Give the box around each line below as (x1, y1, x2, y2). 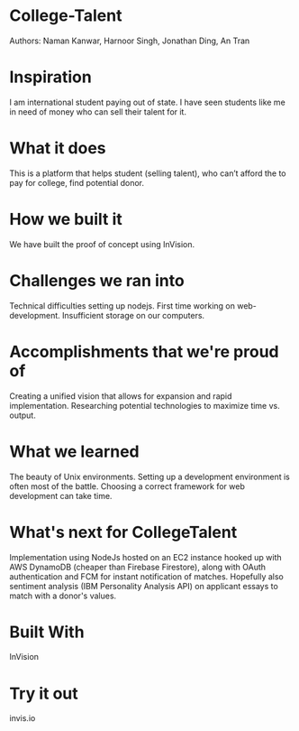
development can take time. (9, 490, 113, 501)
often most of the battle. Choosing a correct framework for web (9, 480, 245, 492)
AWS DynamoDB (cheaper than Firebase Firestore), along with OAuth (9, 561, 267, 572)
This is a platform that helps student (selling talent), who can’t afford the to (9, 168, 286, 179)
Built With (9, 622, 85, 642)
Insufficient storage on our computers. (61, 310, 205, 320)
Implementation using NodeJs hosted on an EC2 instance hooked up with (9, 551, 282, 562)
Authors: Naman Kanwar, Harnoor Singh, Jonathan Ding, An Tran (9, 35, 250, 46)
